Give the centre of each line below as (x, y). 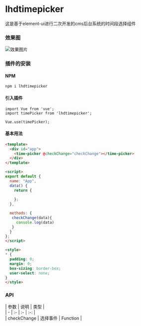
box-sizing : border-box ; (35, 268)
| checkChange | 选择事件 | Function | (43, 318)
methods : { (21, 213)
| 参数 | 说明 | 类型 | (25, 307)
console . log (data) (35, 222)
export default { (23, 177)
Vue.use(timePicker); (28, 122)
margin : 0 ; (21, 264)
